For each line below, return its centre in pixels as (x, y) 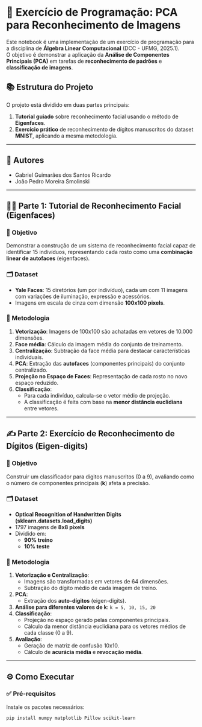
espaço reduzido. (37, 383)
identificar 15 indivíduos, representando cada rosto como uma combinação (99, 252)
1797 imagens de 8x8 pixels (50, 527)
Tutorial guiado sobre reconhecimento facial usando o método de (97, 116)
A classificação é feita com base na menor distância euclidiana (103, 402)
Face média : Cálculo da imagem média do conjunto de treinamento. (99, 344)
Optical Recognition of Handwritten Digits (68, 514)
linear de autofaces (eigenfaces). (48, 258)
